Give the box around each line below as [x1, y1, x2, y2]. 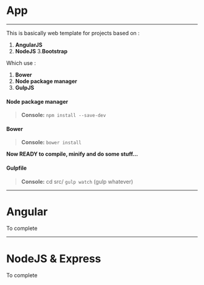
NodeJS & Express [6, 252, 101, 266]
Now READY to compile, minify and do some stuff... [6, 150, 138, 158]
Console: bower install [21, 139, 82, 146]
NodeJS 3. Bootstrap [15, 47, 68, 55]
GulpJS [15, 84, 35, 91]
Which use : [6, 59, 36, 67]
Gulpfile [6, 164, 27, 172]
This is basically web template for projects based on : [6, 29, 140, 36]
